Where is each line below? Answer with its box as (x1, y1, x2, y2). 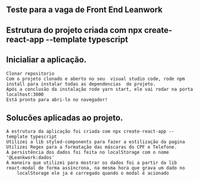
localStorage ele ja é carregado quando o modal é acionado (17, 170, 169, 177)
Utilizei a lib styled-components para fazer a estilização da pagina (6, 139, 185, 145)
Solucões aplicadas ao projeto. (6, 113, 123, 123)
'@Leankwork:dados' (6, 155, 55, 161)
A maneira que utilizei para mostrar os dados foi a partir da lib (6, 160, 178, 166)
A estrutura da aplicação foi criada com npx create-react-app (6, 128, 167, 135)
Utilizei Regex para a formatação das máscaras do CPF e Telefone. (6, 144, 178, 150)
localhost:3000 (6, 91, 44, 97)
